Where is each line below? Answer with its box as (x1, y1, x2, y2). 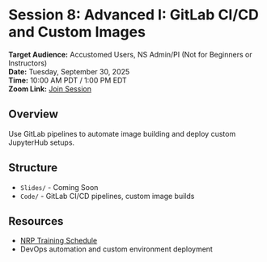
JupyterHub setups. (8, 137, 75, 147)
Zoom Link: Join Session (8, 83, 91, 94)
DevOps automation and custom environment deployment (19, 244, 213, 254)
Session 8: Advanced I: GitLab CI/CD (8, 6, 259, 24)
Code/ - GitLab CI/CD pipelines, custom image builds (19, 191, 195, 201)
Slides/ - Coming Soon (19, 182, 99, 192)
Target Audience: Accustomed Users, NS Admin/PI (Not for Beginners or (8, 49, 252, 59)
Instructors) (8, 58, 48, 68)
